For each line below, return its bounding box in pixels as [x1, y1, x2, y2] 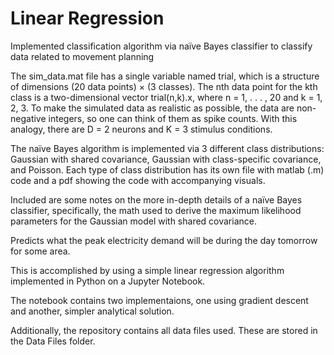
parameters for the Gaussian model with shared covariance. [10, 215, 257, 227]
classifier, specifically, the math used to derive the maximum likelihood [10, 204, 302, 216]
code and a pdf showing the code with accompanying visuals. [10, 174, 266, 186]
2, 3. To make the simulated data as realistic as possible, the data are [10, 102, 295, 114]
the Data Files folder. [10, 335, 96, 347]
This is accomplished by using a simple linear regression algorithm [10, 264, 285, 276]
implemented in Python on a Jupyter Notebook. [10, 275, 206, 287]
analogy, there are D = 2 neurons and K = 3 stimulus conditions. [10, 123, 273, 135]
